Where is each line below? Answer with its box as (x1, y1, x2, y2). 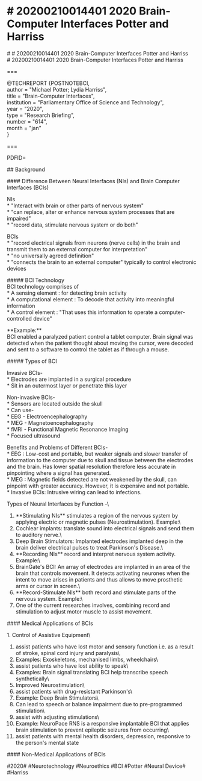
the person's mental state (15, 739, 79, 746)
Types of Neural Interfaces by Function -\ (7, 500, 109, 507)
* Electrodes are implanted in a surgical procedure (7, 375, 132, 383)
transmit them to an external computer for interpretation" (7, 245, 148, 252)
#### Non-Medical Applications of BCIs (7, 750, 106, 757)
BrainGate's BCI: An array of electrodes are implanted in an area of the (15, 563, 191, 570)
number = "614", (7, 118, 47, 125)
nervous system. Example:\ (15, 595, 83, 602)
